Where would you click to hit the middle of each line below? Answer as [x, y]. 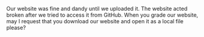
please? [16, 27]
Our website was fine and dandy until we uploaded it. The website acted [97, 9]
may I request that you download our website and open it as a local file [95, 21]
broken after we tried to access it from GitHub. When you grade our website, [102, 15]
